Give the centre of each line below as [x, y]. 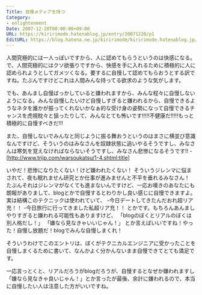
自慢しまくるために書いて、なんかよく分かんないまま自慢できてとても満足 [98, 251]
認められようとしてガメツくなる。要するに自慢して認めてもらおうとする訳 [98, 73]
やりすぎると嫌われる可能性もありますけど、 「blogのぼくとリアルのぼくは [99, 215]
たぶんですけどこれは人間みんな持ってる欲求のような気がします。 [103, 80]
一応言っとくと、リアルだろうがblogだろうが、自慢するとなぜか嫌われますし [100, 271]
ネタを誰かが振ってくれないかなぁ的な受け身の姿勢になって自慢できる [103, 108]
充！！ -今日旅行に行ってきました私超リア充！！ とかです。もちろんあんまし [101, 208]
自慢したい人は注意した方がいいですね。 [61, 286]
